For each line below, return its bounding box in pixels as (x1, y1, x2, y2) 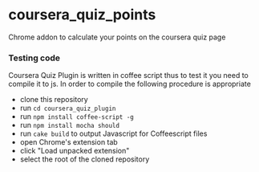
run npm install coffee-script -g (19, 112, 135, 121)
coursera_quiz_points (8, 6, 156, 24)
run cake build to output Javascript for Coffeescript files (19, 129, 208, 138)
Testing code (8, 52, 61, 63)
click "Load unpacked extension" (19, 146, 130, 156)
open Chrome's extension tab (19, 137, 118, 147)
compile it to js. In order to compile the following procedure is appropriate (8, 79, 251, 89)
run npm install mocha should (19, 121, 120, 130)
